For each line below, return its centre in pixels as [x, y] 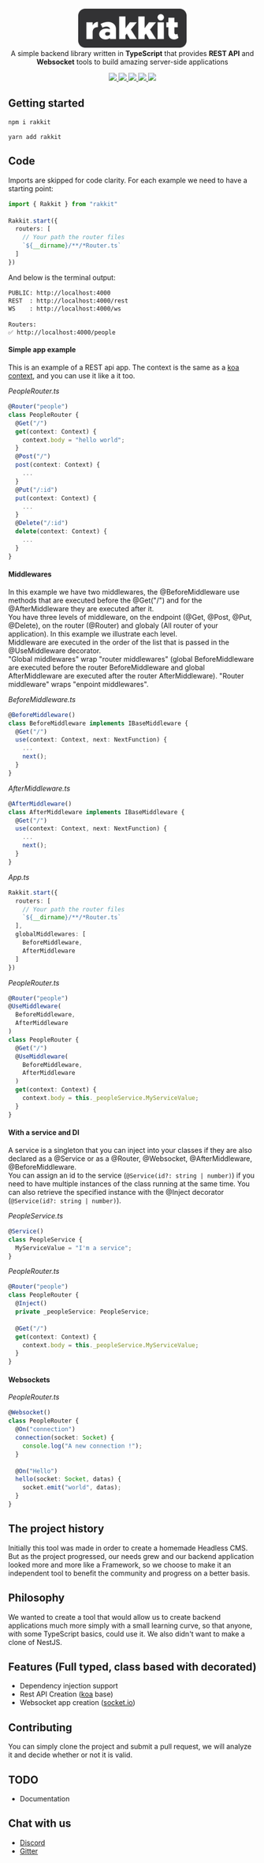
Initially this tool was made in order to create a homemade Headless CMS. [128, 1548]
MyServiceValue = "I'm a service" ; [74, 1248]
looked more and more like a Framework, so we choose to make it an [120, 1564]
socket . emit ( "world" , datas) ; [72, 1488]
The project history [56, 1529]
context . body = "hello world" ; [74, 440]
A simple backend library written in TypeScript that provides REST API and [132, 54]
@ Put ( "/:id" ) [37, 490]
